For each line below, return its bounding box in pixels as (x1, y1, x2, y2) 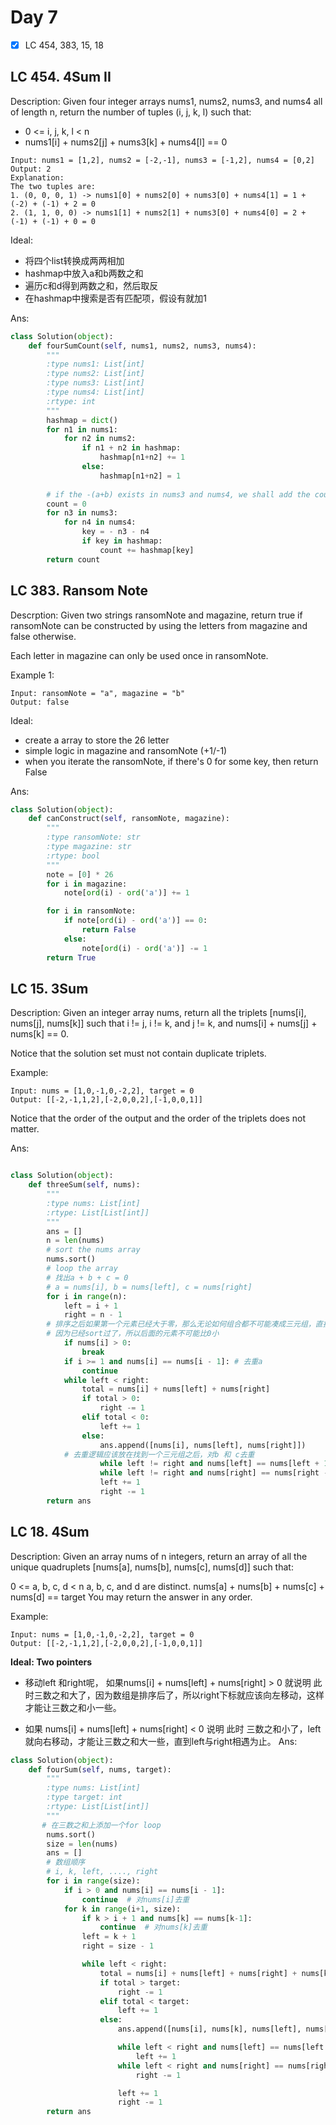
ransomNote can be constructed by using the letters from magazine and (10, 619, 308, 631)
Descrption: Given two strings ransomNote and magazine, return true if (10, 609, 303, 621)
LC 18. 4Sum (10, 1524, 90, 1541)
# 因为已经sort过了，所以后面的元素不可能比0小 (46, 1329, 220, 1339)
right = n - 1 (63, 1310, 123, 1320)
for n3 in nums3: (46, 508, 118, 518)
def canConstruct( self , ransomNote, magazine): (28, 814, 230, 824)
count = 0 (46, 499, 87, 509)
